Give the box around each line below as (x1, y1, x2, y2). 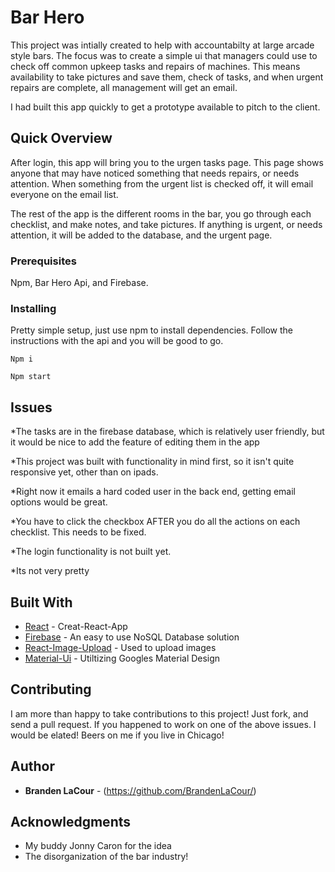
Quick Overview (10, 130, 113, 147)
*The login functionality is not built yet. (10, 546, 172, 558)
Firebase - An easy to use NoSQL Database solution (24, 631, 240, 643)
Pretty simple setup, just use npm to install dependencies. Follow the (10, 324, 293, 336)
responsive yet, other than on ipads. (10, 466, 159, 478)
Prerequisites (10, 254, 77, 268)
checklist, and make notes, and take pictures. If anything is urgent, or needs (10, 218, 323, 230)
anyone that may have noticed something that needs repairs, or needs (10, 167, 300, 179)
